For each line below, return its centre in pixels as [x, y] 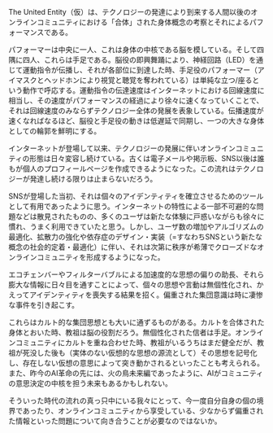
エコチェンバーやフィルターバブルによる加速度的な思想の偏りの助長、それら [136, 274]
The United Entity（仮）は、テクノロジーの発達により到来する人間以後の [130, 12]
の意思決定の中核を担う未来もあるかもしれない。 [90, 383]
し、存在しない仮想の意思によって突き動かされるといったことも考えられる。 [136, 363]
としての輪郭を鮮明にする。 [55, 131]
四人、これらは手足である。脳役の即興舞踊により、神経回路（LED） [136, 60]
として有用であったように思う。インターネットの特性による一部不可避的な [133, 206]
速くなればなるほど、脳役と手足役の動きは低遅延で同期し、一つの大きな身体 [136, 121]
